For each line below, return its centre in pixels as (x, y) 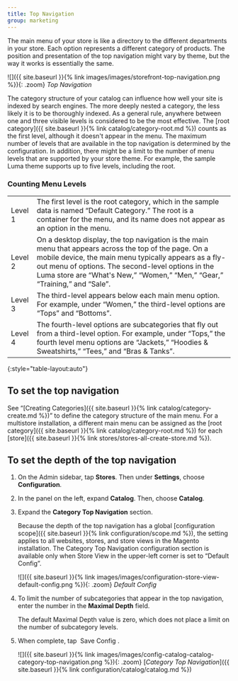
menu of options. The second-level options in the (132, 266)
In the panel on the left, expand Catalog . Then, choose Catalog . (111, 498)
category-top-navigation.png (60, 662)
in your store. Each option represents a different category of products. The (116, 48)
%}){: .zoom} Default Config (115, 585)
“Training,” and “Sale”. (74, 284)
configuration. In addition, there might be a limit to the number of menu (111, 151)
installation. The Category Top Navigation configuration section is (113, 549)
